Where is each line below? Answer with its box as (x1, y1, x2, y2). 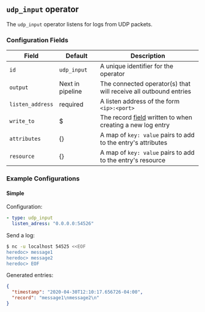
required (59, 100, 84, 109)
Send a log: (6, 231, 35, 239)
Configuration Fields (6, 35, 69, 44)
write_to (9, 118, 35, 125)
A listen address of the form (99, 97, 180, 106)
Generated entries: (6, 272, 54, 279)
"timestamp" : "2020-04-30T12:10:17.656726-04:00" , (12, 289, 143, 295)
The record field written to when (99, 113, 192, 122)
